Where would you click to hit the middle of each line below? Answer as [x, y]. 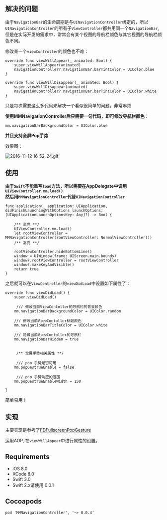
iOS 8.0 [20, 469]
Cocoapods [24, 501]
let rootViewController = [41, 233]
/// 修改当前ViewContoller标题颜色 [48, 321]
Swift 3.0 [21, 479]
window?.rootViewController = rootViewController [67, 260]
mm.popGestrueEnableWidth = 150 [47, 381]
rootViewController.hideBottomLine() [53, 252]
